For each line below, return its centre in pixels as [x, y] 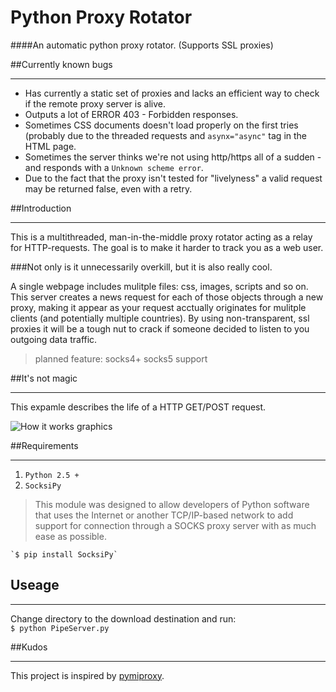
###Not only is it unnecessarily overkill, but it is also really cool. [141, 267]
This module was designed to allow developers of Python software [172, 504]
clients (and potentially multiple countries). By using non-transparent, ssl [160, 318]
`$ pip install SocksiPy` [64, 554]
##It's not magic [44, 378]
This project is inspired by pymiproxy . [87, 675]
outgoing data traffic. [54, 339]
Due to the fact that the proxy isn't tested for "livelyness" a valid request [173, 178]
